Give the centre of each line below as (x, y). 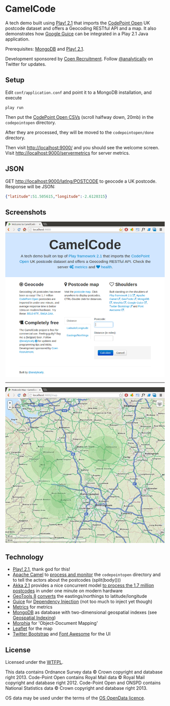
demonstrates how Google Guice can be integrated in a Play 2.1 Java (77, 33)
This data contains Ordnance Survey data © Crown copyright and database (84, 672)
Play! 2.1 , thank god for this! (41, 569)
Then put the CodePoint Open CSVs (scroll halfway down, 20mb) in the (79, 117)
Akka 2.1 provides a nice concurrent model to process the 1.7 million (83, 585)
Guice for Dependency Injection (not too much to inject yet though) (82, 601)
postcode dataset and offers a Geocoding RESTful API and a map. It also (81, 28)
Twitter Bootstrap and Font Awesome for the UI (61, 634)
